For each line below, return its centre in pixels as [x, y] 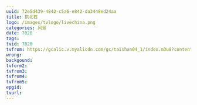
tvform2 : [17, 66]
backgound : [19, 60]
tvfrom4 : [17, 76]
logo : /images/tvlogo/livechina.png [51, 22]
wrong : [14, 55]
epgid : [14, 87]
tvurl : [14, 93]
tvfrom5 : [17, 82]
